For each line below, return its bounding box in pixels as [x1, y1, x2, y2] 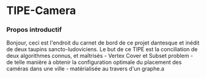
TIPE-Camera [6, 4, 77, 18]
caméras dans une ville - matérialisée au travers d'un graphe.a [6, 65, 164, 73]
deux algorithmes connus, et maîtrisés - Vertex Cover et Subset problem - [6, 52, 193, 60]
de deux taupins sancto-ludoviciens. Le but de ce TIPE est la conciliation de [6, 46, 198, 53]
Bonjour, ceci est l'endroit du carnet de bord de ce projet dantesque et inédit [6, 39, 200, 46]
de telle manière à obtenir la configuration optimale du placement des [6, 58, 182, 66]
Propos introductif [6, 26, 63, 34]
